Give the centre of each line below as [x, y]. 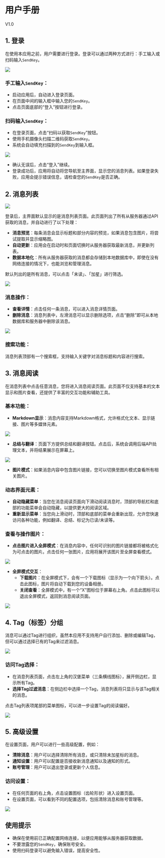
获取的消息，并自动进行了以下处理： [42, 222]
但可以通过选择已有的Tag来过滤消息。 [43, 642]
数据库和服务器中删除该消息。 [42, 322]
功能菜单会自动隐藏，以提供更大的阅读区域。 [66, 508]
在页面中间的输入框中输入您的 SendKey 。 [52, 101]
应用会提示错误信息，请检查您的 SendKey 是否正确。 [72, 177]
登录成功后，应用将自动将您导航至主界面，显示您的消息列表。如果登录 [83, 171]
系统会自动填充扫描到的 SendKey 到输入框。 [54, 145]
